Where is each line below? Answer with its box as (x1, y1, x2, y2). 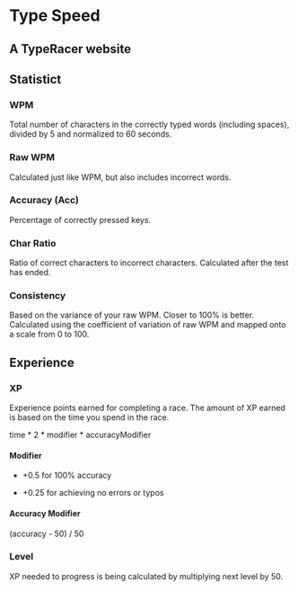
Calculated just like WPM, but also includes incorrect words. (9, 172, 232, 183)
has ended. (9, 267, 51, 278)
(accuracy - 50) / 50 (9, 528, 84, 539)
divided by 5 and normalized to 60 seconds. (9, 129, 172, 139)
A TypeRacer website (9, 41, 132, 57)
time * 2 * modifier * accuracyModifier (9, 429, 152, 441)
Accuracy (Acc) (9, 194, 79, 207)
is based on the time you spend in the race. (9, 412, 170, 423)
